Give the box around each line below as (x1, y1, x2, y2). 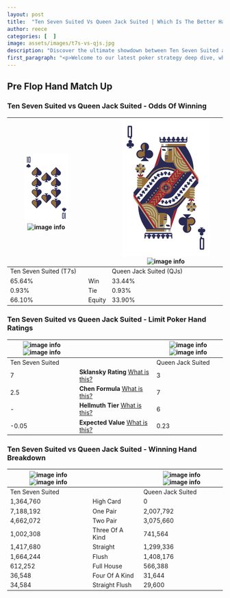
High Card (92, 497, 121, 505)
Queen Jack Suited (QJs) (112, 267, 183, 276)
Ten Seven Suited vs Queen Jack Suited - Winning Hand (7, 444, 197, 454)
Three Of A (92, 526, 124, 534)
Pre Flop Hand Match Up (7, 81, 113, 93)
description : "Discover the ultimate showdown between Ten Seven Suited (7, 47, 219, 54)
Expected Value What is (79, 418, 149, 427)
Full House (92, 562, 123, 570)
